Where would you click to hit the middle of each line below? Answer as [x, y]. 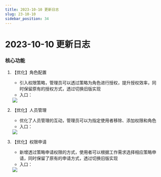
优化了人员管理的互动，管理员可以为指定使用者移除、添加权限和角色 [88, 120]
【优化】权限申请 [29, 141]
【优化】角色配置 [29, 72]
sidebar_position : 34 [27, 19]
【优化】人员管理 [29, 110]
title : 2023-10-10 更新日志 [32, 10]
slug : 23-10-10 [20, 14]
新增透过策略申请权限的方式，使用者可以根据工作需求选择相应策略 [86, 152]
